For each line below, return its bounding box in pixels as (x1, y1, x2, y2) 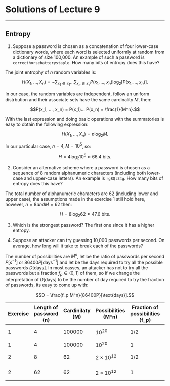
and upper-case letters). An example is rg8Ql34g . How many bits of (24, 175, 163, 181)
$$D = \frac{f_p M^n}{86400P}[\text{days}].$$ (35, 292, 135, 298)
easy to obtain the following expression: (5, 121, 89, 127)
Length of (34, 304, 58, 311)
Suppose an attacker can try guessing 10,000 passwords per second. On (12, 237, 165, 243)
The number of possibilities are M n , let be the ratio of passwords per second (5, 252, 164, 259)
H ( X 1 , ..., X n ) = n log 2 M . (61, 131, 109, 138)
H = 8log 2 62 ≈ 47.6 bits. (59, 211, 111, 218)
